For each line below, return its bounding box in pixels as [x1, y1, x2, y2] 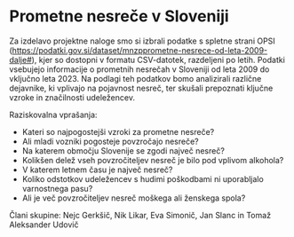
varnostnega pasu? [21, 183, 93, 194]
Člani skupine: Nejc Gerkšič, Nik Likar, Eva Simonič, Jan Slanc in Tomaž [9, 209, 272, 220]
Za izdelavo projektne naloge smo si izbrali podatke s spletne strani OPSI [9, 36, 275, 46]
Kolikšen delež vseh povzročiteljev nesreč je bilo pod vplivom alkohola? [21, 154, 284, 165]
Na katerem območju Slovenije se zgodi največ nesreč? [21, 145, 225, 156]
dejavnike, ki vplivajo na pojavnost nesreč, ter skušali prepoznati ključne [9, 83, 274, 93]
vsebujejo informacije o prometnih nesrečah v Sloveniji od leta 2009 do [9, 64, 270, 75]
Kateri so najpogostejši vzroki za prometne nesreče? [21, 126, 215, 137]
